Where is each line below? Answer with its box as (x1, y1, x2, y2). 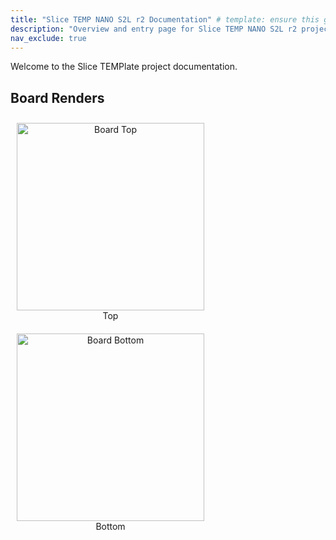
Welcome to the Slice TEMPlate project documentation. (10, 61, 238, 73)
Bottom (95, 521, 126, 533)
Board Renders (10, 89, 105, 106)
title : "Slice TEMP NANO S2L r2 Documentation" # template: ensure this (10, 14, 320, 25)
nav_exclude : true (10, 33, 87, 43)
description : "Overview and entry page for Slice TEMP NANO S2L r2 (10, 24, 298, 34)
